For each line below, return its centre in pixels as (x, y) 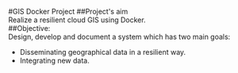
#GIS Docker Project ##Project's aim (68, 12)
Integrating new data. (54, 60)
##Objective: (29, 28)
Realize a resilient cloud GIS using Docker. (77, 20)
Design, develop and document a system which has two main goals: (119, 36)
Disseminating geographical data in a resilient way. (103, 52)
